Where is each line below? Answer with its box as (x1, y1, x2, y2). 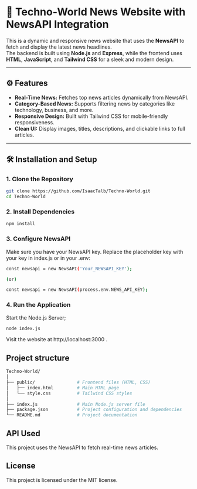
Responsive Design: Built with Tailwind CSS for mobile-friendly (14, 113, 168, 120)
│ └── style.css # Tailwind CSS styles (6, 390, 133, 396)
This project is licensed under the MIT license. (6, 476, 118, 483)
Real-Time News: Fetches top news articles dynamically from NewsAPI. (14, 94, 189, 101)
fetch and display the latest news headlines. (6, 43, 113, 50)
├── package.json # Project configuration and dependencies (6, 407, 182, 413)
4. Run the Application (6, 301, 71, 309)
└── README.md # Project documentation (6, 412, 138, 418)
